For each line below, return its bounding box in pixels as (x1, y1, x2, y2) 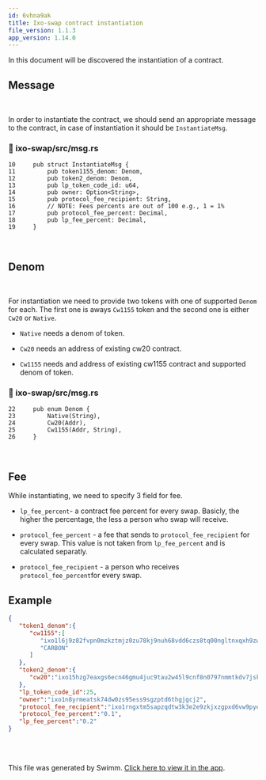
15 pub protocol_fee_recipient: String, (8, 196, 172, 204)
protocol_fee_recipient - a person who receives (19, 562, 180, 572)
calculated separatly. (19, 547, 89, 557)
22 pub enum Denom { (8, 405, 90, 413)
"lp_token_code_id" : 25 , (18, 688, 97, 696)
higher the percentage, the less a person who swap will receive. (19, 515, 229, 524)
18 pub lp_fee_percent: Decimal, (8, 216, 147, 224)
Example (8, 593, 52, 607)
